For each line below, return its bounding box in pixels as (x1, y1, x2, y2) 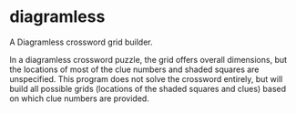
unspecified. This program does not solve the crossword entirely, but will (9, 73, 283, 84)
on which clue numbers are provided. (9, 93, 150, 104)
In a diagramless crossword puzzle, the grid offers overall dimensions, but (9, 54, 288, 65)
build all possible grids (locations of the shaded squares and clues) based (9, 83, 287, 94)
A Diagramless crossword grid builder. (9, 36, 153, 47)
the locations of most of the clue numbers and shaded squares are (9, 64, 260, 75)
